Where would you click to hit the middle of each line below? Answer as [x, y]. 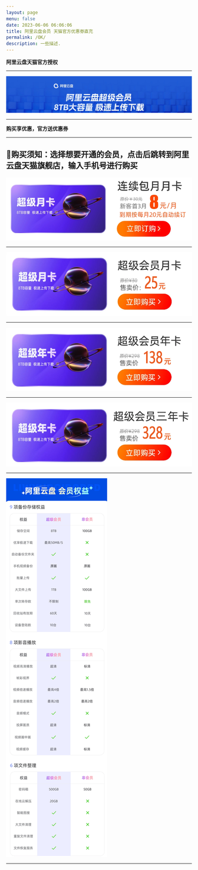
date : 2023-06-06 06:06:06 [39, 25]
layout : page [22, 12]
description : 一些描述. [33, 44]
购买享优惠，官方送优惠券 [37, 128]
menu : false [21, 19]
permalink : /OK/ [26, 38]
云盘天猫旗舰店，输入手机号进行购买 [72, 166]
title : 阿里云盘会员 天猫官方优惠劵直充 [49, 31]
